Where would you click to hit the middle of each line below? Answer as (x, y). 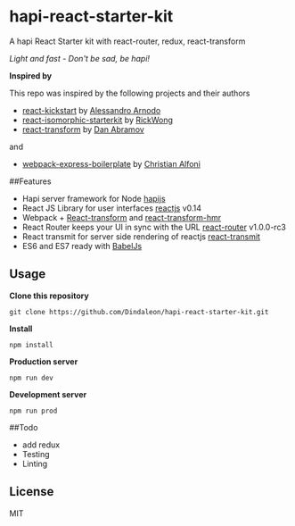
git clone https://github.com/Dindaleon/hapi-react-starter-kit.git (139, 312)
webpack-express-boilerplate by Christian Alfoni (111, 163)
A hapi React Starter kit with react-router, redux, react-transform (127, 41)
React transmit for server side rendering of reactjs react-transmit (141, 236)
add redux (41, 445)
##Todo (24, 427)
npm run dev (31, 378)
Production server (44, 361)
